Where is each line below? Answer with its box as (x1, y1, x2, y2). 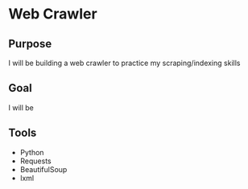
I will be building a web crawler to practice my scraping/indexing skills (8, 58, 241, 68)
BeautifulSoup (19, 164, 68, 174)
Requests (19, 156, 52, 166)
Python (19, 147, 44, 157)
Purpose (8, 37, 52, 51)
